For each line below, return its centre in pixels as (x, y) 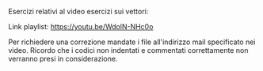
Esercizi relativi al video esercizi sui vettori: (78, 11)
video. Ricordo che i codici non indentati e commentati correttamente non (128, 50)
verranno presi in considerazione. (63, 59)
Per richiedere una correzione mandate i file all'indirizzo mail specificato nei (132, 42)
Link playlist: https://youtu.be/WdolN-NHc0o (81, 26)
